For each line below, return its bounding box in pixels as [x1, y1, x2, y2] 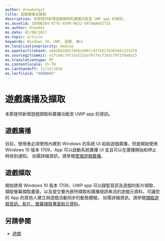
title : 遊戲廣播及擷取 [5, 12, 47, 17]
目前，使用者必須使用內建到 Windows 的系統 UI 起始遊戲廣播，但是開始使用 [5, 140, 158, 146]
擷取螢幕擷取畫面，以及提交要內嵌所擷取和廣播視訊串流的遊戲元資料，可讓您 [5, 188, 160, 194]
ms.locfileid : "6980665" [5, 71, 56, 76]
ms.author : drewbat [5, 26, 45, 30]
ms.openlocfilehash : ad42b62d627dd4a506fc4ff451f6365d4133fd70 [5, 48, 137, 53]
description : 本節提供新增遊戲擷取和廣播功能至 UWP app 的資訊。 [5, 16, 127, 21]
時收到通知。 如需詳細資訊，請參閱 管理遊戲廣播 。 [5, 153, 106, 159]
